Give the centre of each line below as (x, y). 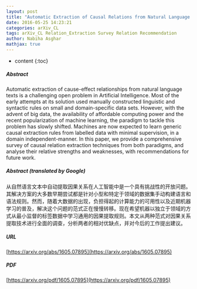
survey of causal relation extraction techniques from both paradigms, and (95, 145)
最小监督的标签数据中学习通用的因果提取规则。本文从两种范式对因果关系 (103, 216)
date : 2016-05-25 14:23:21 (39, 22)
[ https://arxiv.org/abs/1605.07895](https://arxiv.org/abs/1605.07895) (89, 251)
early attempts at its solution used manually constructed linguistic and (91, 101)
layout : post (22, 11)
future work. (21, 157)
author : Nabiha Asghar (34, 39)
